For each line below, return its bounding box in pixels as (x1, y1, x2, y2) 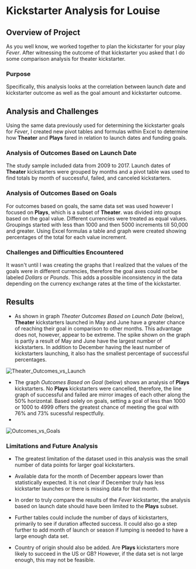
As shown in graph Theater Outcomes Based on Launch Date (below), (14, 312, 184, 319)
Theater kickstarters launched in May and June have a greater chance (14, 319, 185, 326)
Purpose (6, 70, 31, 78)
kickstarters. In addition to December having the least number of (14, 343, 171, 350)
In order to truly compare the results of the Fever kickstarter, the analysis (14, 496, 191, 504)
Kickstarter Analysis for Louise (6, 4, 160, 18)
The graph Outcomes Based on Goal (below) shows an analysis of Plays (14, 378, 190, 385)
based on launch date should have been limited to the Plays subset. (14, 503, 178, 510)
